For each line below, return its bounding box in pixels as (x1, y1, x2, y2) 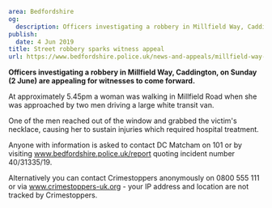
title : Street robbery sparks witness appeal (8, 45, 164, 53)
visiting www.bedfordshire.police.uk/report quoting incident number (8, 149, 236, 159)
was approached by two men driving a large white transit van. (8, 100, 215, 110)
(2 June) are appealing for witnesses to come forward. (8, 76, 196, 86)
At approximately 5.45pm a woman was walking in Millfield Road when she (8, 91, 257, 101)
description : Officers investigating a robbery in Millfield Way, (15, 23, 244, 31)
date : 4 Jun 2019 (15, 37, 74, 46)
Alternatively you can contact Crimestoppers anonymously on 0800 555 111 (8, 173, 260, 183)
